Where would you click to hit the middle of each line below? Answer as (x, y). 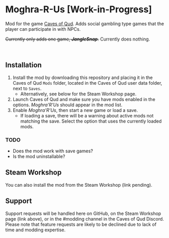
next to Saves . (27, 88)
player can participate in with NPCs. (43, 29)
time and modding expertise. (35, 230)
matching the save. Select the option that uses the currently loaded (91, 121)
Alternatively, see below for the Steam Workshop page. (78, 94)
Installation (23, 65)
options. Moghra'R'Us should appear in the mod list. (67, 105)
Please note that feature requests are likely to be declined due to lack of (81, 224)
